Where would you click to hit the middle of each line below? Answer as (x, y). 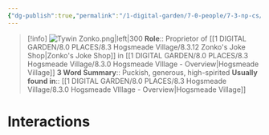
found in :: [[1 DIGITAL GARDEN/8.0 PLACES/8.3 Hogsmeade (126, 81)
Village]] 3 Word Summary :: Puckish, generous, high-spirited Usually (142, 72)
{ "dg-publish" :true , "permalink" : (63, 16)
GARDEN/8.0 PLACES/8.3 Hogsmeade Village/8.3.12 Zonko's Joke (136, 47)
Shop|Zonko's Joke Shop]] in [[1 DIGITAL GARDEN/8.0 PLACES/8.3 (138, 55)
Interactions (49, 121)
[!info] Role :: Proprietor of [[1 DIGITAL (137, 38)
